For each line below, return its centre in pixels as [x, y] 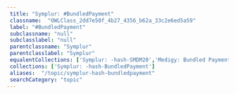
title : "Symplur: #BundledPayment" [62, 14]
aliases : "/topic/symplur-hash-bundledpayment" [82, 73]
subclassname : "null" [41, 34]
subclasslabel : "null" [43, 40]
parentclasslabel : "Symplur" [52, 54]
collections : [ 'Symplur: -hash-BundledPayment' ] [82, 66]
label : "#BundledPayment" [48, 27]
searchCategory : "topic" [46, 80]
